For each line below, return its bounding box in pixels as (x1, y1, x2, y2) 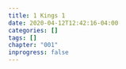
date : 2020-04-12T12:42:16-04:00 (8, 19, 119, 27)
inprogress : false (8, 48, 69, 56)
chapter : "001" (8, 41, 59, 49)
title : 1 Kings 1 (8, 11, 66, 20)
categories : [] (8, 26, 59, 34)
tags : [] (8, 33, 37, 42)
